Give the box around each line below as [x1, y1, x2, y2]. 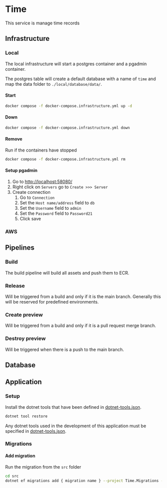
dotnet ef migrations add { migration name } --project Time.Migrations [5, 478, 159, 483]
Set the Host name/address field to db [19, 200, 95, 206]
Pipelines [5, 243, 35, 252]
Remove [5, 136, 22, 142]
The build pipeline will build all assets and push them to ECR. [5, 270, 130, 276]
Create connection [12, 189, 51, 195]
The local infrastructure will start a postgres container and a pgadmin [5, 61, 147, 67]
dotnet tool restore [5, 414, 48, 419]
